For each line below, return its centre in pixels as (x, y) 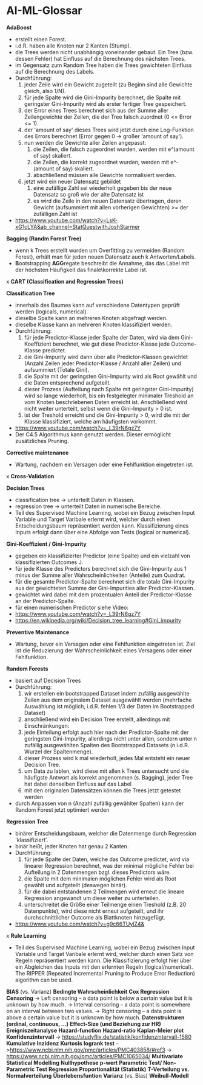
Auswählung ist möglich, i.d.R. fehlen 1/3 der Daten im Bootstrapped (109, 706)
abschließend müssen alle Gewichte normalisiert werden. (105, 175)
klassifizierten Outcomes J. (49, 562)
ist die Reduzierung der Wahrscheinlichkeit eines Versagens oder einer (103, 650)
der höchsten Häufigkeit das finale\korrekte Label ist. (81, 270)
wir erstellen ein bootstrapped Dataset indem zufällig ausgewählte (107, 693)
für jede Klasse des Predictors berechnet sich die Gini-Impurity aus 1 (101, 568)
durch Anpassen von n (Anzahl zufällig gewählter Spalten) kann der (99, 803)
